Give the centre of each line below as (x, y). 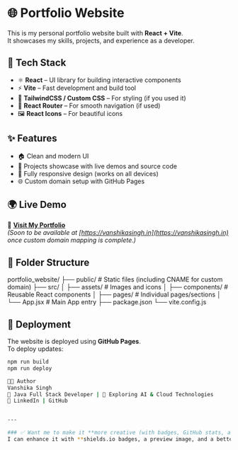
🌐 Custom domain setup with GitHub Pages (81, 181)
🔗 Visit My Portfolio (36, 225)
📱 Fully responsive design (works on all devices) (88, 173)
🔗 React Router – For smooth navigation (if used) (89, 105)
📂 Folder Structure (49, 262)
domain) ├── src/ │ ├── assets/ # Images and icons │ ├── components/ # (118, 287)
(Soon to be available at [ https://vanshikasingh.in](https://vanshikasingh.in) (118, 233)
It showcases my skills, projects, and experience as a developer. (101, 40)
